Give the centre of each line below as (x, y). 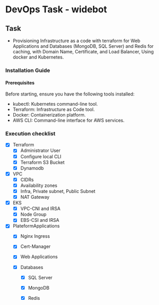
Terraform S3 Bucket (43, 162)
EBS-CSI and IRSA (40, 220)
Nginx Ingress (35, 236)
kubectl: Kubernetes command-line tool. (55, 104)
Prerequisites (20, 83)
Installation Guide (28, 70)
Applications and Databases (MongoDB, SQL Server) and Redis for (83, 46)
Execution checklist (30, 134)
